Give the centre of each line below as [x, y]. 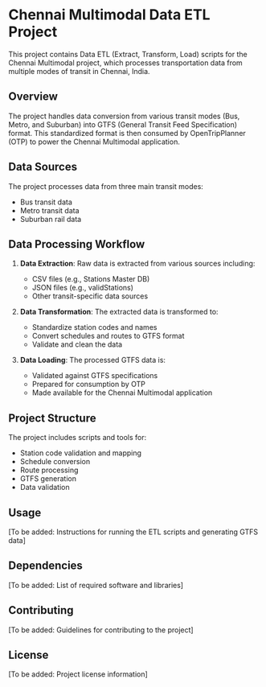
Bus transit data [46, 202]
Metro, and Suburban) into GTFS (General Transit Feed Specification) [123, 124]
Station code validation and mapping [81, 453]
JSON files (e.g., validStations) [83, 288]
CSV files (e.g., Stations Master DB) [91, 279]
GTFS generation [48, 479]
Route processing [49, 470]
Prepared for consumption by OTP [89, 385]
